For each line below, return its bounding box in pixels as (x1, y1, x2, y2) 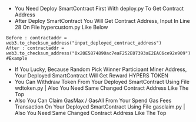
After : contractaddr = (6, 45, 65, 51)
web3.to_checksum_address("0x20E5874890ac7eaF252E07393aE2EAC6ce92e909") (6, 50, 191, 56)
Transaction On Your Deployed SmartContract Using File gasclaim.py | (14, 103, 185, 110)
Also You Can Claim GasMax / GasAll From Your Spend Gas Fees (14, 97, 172, 104)
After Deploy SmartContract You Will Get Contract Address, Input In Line (14, 18, 190, 24)
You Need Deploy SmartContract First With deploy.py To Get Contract (14, 5, 184, 12)
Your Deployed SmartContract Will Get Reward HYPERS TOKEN (14, 72, 169, 79)
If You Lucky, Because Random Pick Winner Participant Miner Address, (14, 66, 187, 73)
